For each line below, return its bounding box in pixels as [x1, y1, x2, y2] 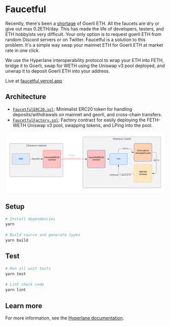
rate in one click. [5, 47, 40, 53]
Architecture [5, 92, 47, 101]
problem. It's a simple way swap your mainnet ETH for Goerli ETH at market [5, 42, 163, 48]
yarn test [5, 271, 26, 276]
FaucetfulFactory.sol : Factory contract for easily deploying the [12, 117, 146, 123]
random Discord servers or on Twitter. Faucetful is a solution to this [5, 37, 146, 43]
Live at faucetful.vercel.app [5, 78, 62, 84]
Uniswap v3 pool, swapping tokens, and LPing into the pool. [27, 122, 153, 128]
